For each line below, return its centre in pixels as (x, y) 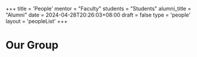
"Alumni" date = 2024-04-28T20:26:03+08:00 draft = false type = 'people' (98, 15)
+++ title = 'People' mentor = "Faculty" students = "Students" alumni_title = (98, 9)
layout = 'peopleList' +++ (37, 21)
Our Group (32, 45)
